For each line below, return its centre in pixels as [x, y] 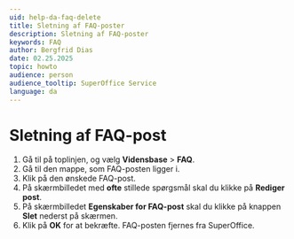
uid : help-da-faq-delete [55, 17]
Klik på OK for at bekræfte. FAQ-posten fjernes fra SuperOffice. [138, 226]
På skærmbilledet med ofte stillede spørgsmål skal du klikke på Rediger [154, 188]
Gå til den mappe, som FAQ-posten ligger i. [101, 169]
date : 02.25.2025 [41, 58]
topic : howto [33, 67]
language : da [33, 91]
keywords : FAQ [36, 42]
